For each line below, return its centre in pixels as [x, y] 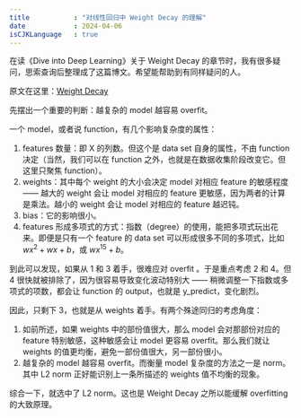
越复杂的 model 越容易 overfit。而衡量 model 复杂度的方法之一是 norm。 [156, 363]
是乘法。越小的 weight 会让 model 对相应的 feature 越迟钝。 [133, 205]
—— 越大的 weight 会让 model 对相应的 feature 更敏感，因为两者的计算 [154, 193]
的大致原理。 [33, 405]
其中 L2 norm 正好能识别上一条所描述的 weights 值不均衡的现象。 [143, 374]
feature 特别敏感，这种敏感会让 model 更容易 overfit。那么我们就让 [146, 341]
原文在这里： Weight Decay [59, 91]
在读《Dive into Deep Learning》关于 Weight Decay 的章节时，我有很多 [141, 61]
